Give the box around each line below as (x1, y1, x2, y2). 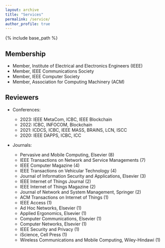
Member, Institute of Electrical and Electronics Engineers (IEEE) (12, 63, 143, 69)
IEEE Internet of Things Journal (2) (19, 178, 91, 184)
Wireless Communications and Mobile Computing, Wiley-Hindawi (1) (19, 236, 161, 243)
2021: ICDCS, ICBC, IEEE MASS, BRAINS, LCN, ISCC (19, 127, 127, 133)
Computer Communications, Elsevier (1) (19, 215, 101, 221)
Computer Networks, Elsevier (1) (19, 221, 87, 227)
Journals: (12, 142, 32, 148)
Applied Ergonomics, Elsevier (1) (19, 210, 86, 216)
